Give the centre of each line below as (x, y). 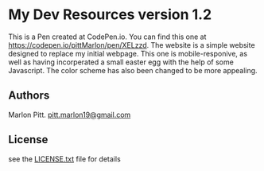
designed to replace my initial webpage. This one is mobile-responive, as (128, 53)
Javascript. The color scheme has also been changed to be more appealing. (133, 70)
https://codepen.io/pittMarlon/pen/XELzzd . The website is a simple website (132, 45)
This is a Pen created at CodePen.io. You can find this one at (107, 37)
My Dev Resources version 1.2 (110, 15)
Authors (29, 96)
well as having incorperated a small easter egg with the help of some (121, 62)
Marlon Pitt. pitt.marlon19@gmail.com (70, 115)
